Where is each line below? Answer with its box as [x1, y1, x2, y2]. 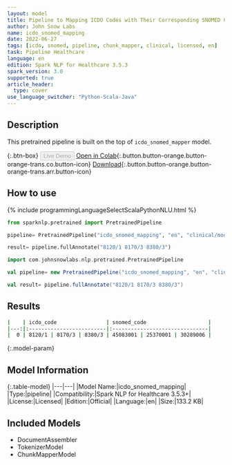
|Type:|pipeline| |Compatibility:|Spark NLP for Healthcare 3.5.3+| [7, 390, 191, 398]
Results [7, 301, 41, 312]
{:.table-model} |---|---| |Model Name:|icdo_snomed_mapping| [7, 383, 186, 391]
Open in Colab [75, 151, 117, 160]
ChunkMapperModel [17, 450, 77, 458]
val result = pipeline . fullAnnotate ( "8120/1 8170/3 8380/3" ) [7, 281, 184, 288]
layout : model [7, 10, 48, 17]
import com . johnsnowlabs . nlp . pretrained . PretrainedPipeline [7, 256, 184, 263]
